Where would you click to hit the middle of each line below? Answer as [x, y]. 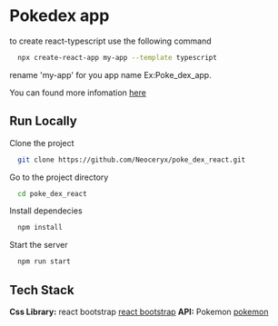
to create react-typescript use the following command [110, 41]
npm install [40, 228]
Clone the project [42, 143]
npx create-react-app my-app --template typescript [118, 57]
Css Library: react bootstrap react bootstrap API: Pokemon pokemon [139, 311]
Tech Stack [42, 290]
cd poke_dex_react [53, 193]
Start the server [39, 245]
